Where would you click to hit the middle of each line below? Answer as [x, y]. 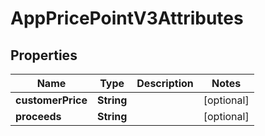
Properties [44, 55]
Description [165, 83]
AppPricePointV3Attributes [127, 18]
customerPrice [51, 100]
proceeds [38, 116]
